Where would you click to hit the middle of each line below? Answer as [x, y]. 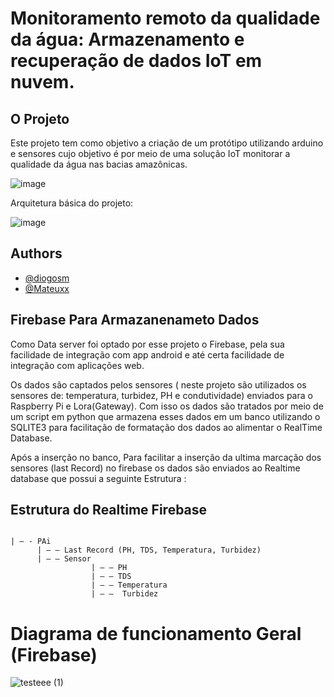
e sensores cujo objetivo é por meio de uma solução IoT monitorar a [150, 153]
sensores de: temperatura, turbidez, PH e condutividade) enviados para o [161, 395]
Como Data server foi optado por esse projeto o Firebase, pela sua [147, 344]
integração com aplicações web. [77, 365]
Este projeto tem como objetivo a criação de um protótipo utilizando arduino [167, 143]
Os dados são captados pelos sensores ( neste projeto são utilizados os [158, 384]
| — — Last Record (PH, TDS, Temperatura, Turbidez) [149, 550]
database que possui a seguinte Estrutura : [98, 478]
